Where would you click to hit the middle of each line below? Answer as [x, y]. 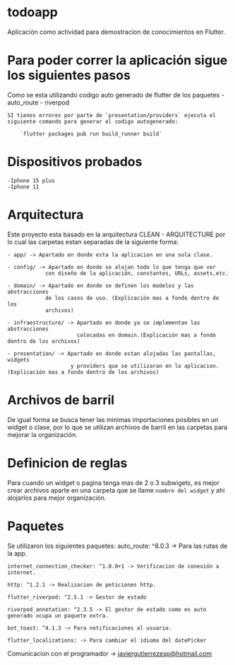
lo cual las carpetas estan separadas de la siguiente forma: [93, 241]
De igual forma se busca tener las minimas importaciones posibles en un [113, 419]
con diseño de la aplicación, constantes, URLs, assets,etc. [137, 273]
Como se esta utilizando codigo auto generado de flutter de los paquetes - [116, 95]
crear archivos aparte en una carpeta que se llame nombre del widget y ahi [116, 490]
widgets [19, 360]
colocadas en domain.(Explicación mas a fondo [146, 335]
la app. [17, 553]
